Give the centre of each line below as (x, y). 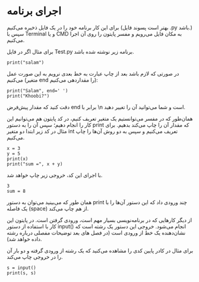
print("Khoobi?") (28, 96)
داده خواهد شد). (24, 239)
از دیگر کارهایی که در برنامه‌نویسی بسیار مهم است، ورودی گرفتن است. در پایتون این (99, 220)
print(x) (18, 159)
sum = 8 (16, 191)
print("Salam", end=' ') (37, 90)
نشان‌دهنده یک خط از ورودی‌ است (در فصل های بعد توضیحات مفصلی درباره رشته (96, 233)
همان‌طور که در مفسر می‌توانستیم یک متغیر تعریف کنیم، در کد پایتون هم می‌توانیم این (100, 118)
